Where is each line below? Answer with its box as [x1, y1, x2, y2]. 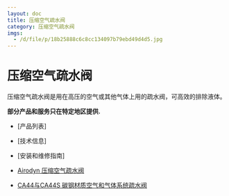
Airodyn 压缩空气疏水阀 [17, 166, 85, 174]
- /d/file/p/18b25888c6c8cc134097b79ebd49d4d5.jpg [13, 36, 163, 43]
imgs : [7, 29, 23, 37]
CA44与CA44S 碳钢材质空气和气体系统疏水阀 [17, 181, 148, 190]
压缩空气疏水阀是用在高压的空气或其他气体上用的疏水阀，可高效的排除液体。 [7, 92, 226, 101]
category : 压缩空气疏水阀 [7, 23, 75, 30]
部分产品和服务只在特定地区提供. [7, 107, 101, 115]
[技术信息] [17, 137, 47, 145]
